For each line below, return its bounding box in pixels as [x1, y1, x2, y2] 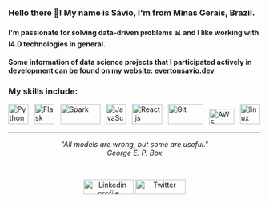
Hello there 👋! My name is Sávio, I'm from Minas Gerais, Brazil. [8, 7, 255, 18]
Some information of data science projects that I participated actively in [8, 58, 252, 67]
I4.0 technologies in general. [8, 39, 106, 49]
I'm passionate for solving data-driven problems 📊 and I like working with [8, 27, 259, 37]
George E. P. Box [106, 148, 163, 158]
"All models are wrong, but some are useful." [60, 140, 209, 149]
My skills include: [8, 86, 78, 97]
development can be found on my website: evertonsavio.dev [8, 66, 215, 75]
